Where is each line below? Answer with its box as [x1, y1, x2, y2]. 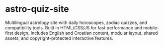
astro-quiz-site [5, 3, 69, 15]
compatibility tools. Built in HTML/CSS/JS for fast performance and [5, 24, 143, 30]
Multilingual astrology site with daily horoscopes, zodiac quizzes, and [5, 20, 148, 25]
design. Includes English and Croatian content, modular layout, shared [14, 30, 158, 36]
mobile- [143, 24, 160, 30]
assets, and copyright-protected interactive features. [5, 35, 113, 41]
